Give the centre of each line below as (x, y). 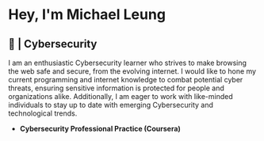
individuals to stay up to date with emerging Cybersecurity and (111, 105)
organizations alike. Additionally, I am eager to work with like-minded (121, 96)
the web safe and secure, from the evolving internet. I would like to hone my (132, 71)
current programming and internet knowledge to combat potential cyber (126, 80)
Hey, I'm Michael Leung (87, 15)
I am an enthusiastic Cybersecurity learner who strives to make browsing (128, 63)
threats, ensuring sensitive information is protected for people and (116, 88)
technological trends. (43, 113)
